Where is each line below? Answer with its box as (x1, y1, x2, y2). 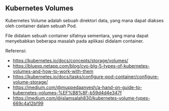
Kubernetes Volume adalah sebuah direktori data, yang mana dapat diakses (5, 17, 164, 23)
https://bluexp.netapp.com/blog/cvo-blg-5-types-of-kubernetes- (12, 63, 150, 69)
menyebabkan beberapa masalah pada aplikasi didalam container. (5, 38, 144, 44)
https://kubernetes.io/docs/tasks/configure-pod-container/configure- (12, 73, 159, 80)
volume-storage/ (12, 79, 48, 85)
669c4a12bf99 (12, 100, 44, 106)
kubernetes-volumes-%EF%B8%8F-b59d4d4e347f (12, 89, 122, 95)
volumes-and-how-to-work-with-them (12, 68, 94, 74)
